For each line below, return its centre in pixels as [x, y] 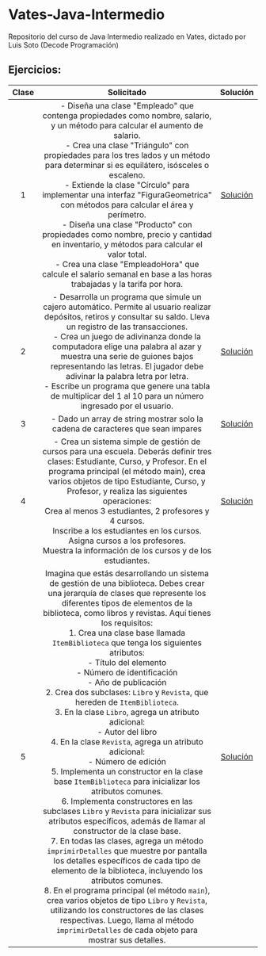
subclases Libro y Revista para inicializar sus [127, 811]
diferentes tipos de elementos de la [127, 602]
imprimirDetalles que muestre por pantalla [127, 851]
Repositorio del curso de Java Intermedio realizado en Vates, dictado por [127, 36]
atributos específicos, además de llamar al [127, 820]
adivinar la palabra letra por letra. [127, 376]
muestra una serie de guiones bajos [127, 356]
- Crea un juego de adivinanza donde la [127, 336]
